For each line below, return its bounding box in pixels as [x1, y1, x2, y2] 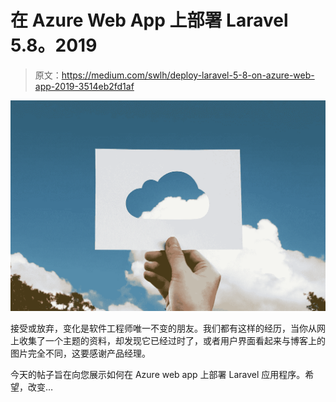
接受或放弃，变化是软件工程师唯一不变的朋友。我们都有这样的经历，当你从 [10, 322, 317, 335]
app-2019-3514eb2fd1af [34, 80, 135, 92]
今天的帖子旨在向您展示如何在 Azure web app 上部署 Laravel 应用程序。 [10, 369, 306, 381]
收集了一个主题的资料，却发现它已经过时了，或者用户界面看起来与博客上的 [18, 335, 326, 347]
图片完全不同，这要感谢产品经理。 [10, 347, 151, 360]
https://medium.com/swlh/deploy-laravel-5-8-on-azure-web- [61, 69, 315, 81]
